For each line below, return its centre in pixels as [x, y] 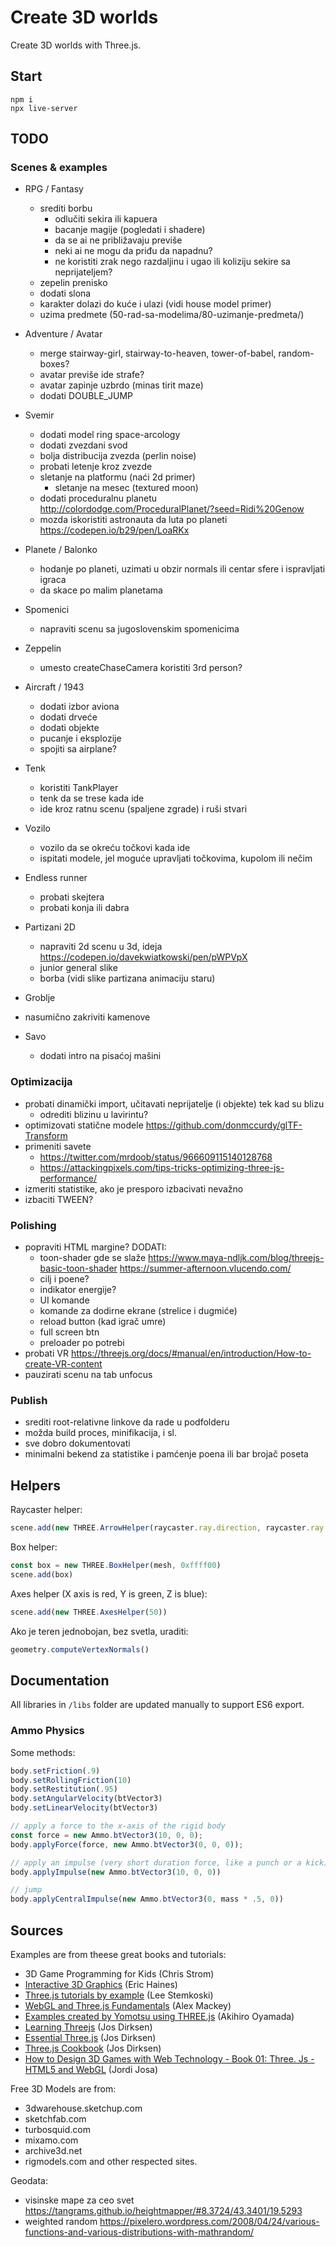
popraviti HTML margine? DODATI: [95, 1247]
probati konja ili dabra [84, 908]
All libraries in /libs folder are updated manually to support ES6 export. [157, 1705]
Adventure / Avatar [63, 334]
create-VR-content [63, 1364]
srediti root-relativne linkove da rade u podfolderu [127, 1422]
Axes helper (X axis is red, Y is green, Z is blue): [109, 1593]
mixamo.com [51, 2140]
